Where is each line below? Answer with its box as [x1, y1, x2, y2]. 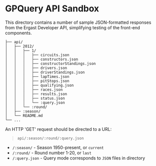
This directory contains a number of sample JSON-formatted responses [5, 19, 152, 25]
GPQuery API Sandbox [5, 3, 100, 14]
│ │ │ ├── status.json [5, 96, 65, 101]
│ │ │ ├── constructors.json [5, 56, 78, 62]
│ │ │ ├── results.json [5, 91, 68, 97]
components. [5, 30, 32, 36]
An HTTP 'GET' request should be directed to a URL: [5, 126, 112, 132]
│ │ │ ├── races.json [5, 87, 63, 92]
